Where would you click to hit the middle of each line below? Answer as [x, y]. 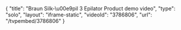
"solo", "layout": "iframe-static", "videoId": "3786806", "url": [79, 15]
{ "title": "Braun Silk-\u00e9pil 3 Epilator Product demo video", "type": [90, 9]
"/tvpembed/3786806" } [35, 21]
